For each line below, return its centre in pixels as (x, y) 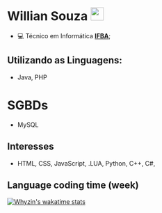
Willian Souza (48, 16)
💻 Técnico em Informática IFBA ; (64, 35)
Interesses (31, 147)
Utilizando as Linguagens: (65, 60)
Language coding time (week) (73, 185)
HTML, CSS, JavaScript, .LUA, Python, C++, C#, (86, 163)
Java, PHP (32, 77)
